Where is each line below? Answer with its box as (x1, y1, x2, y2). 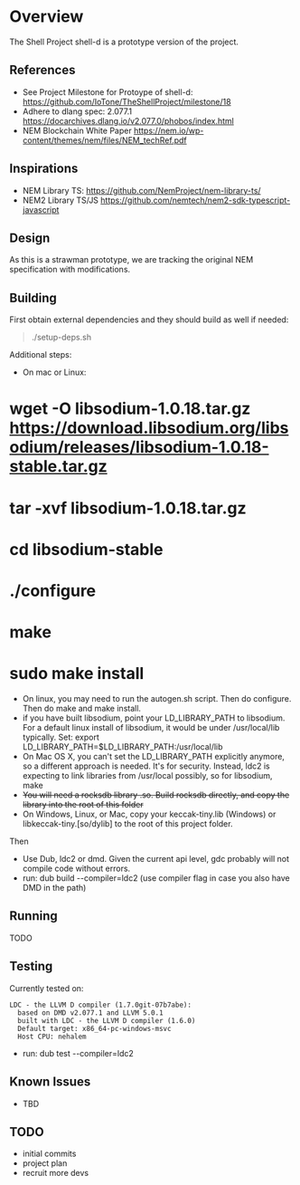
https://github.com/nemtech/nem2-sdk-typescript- (100, 195, 291, 205)
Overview (9, 6, 84, 27)
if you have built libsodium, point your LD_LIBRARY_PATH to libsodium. (22, 712, 286, 723)
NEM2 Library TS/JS (22, 195, 99, 205)
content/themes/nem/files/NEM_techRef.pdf (22, 134, 187, 146)
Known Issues (9, 1075, 91, 1090)
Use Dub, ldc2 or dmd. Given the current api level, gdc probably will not (22, 854, 290, 865)
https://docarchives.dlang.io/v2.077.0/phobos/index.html (22, 115, 235, 126)
